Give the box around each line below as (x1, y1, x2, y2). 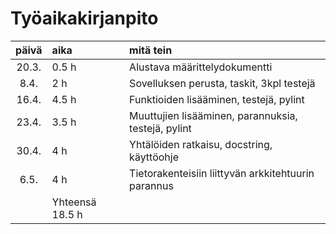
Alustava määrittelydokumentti (129, 60, 273, 74)
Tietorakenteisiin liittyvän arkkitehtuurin (129, 166, 315, 180)
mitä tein (129, 43, 173, 57)
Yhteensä (51, 195, 97, 209)
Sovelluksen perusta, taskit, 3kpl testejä (129, 76, 316, 90)
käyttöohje (129, 150, 180, 164)
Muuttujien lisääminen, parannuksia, (129, 108, 298, 122)
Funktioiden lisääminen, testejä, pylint (129, 92, 305, 106)
